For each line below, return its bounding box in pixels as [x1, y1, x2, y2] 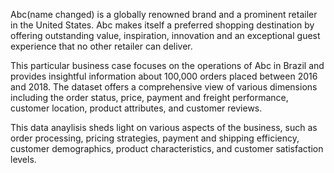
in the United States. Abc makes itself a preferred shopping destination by [10, 19, 315, 31]
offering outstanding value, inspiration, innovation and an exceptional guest [10, 30, 321, 41]
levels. [10, 154, 37, 165]
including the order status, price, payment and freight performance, [10, 92, 289, 103]
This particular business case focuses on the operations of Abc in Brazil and [10, 60, 325, 71]
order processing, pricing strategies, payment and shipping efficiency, [10, 132, 300, 144]
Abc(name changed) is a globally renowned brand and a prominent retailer [10, 9, 318, 20]
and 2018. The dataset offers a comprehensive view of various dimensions [10, 81, 318, 93]
